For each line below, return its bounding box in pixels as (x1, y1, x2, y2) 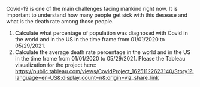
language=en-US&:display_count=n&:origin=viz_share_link (14, 74, 159, 81)
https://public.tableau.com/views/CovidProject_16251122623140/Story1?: (14, 68, 195, 74)
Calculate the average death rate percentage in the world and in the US (14, 49, 191, 56)
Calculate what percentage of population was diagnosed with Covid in (14, 29, 189, 37)
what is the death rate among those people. (6, 18, 114, 25)
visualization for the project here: (14, 61, 97, 68)
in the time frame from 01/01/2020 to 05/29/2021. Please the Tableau (14, 55, 186, 62)
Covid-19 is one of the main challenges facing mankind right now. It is (6, 5, 178, 12)
